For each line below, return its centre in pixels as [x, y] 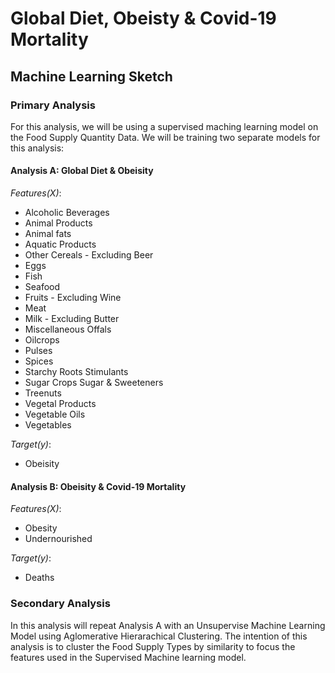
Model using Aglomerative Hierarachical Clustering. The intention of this [159, 636]
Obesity [41, 528]
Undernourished [58, 539]
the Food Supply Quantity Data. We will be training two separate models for [165, 137]
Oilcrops [42, 340]
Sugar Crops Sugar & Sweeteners [94, 383]
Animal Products [58, 223]
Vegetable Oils [55, 414]
